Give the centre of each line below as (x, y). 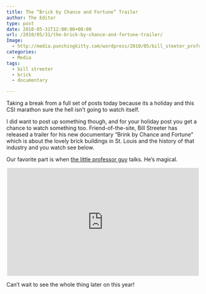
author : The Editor (31, 18)
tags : (13, 63)
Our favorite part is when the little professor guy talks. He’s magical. (92, 159)
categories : (21, 52)
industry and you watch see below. (50, 148)
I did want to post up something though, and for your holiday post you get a (102, 122)
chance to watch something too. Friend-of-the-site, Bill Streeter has (92, 128)
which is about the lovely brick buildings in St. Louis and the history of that (100, 141)
